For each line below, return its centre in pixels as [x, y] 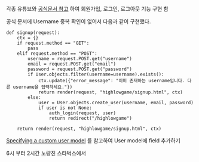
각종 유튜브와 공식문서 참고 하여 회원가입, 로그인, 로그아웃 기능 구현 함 [87, 9]
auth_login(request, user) [82, 113]
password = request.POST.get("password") [80, 69]
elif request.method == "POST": [57, 54]
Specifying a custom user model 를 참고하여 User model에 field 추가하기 [93, 141]
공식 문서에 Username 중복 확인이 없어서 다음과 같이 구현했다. [79, 21]
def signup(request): [33, 33]
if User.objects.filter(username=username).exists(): [96, 74]
